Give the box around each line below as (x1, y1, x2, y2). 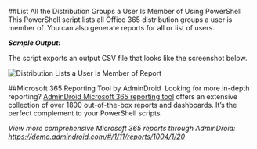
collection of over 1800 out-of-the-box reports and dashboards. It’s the (8, 101, 237, 109)
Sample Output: (8, 38, 61, 48)
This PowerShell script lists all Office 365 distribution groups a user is (8, 15, 233, 24)
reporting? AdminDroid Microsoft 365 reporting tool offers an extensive (8, 92, 238, 101)
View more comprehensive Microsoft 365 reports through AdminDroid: (8, 124, 236, 133)
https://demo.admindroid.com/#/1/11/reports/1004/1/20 (8, 132, 186, 141)
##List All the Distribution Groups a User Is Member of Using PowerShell (8, 7, 242, 16)
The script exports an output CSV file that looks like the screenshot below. (8, 54, 248, 62)
